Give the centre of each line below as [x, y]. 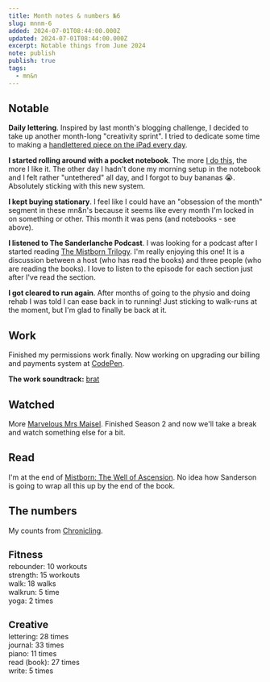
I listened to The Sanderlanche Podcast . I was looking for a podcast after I [133, 243]
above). [21, 227]
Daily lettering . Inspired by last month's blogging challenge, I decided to [129, 128]
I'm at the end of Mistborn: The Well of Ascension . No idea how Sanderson [133, 477]
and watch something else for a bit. [67, 433]
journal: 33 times [36, 645]
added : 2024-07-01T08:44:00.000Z [64, 31]
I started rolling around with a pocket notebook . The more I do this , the [128, 160]
